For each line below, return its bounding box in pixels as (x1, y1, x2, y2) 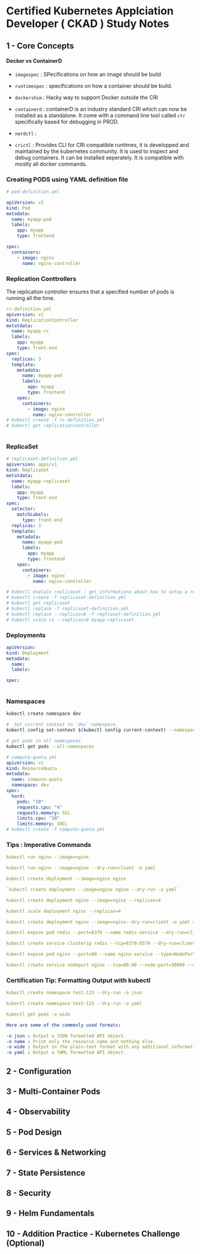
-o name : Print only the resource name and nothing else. (6, 1038, 156, 1044)
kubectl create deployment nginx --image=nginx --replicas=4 (6, 897, 161, 903)
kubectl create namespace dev (6, 711, 82, 717)
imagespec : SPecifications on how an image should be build (14, 71, 161, 78)
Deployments (6, 631, 46, 639)
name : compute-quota (11, 776, 62, 782)
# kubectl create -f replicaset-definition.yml (6, 595, 127, 601)
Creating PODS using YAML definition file (6, 175, 129, 183)
